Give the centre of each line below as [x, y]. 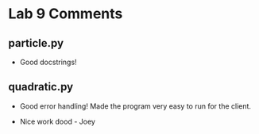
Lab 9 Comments [66, 14]
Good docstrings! [48, 62]
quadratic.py [41, 87]
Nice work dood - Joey [57, 121]
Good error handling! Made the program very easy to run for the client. [135, 106]
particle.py [36, 43]
